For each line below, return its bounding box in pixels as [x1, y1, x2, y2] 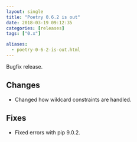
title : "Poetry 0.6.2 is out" [6, 14, 81, 20]
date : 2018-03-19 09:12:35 [6, 20, 73, 25]
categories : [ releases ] [6, 25, 65, 31]
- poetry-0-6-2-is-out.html [11, 47, 81, 53]
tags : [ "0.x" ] [6, 31, 41, 37]
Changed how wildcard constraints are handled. [14, 96, 132, 103]
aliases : [6, 41, 28, 47]
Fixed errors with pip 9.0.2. [14, 128, 81, 136]
